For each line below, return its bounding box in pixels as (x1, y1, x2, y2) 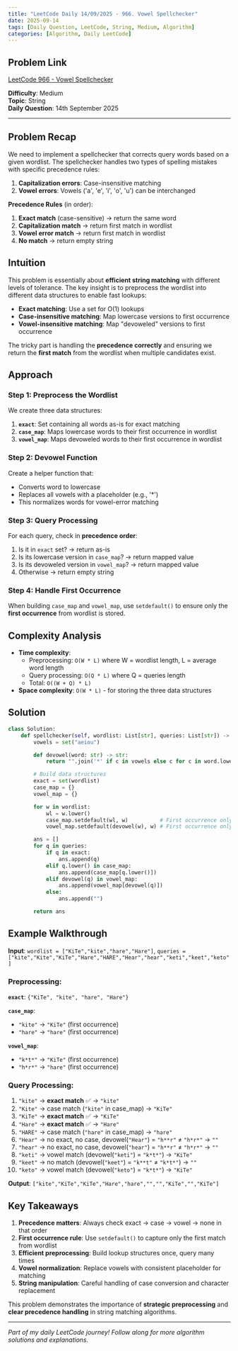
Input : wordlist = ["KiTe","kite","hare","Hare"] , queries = (8, 946, 186, 955)
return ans (33, 908, 66, 915)
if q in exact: (45, 849, 91, 856)
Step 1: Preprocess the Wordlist (8, 391, 119, 400)
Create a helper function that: (8, 469, 94, 477)
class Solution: (8, 725, 56, 732)
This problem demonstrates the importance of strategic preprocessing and (8, 1300, 229, 1308)
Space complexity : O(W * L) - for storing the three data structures (18, 686, 212, 695)
